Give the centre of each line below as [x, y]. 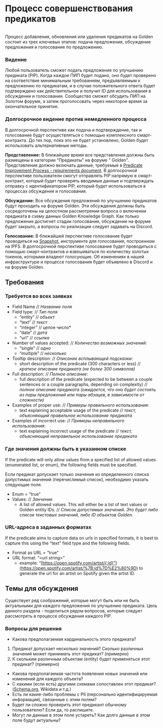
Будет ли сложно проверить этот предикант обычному [69, 705]
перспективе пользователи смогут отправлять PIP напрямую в [71, 176]
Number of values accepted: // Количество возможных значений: [80, 343]
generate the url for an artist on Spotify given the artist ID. [77, 573]
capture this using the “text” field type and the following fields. [68, 543]
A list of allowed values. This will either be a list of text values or [83, 504]
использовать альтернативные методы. [46, 145]
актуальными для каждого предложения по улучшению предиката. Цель [81, 606]
